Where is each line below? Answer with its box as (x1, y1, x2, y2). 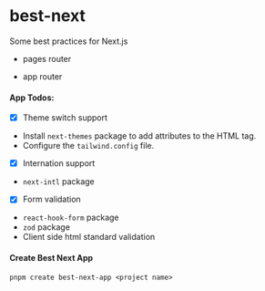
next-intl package (22, 176, 96, 187)
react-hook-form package (22, 212, 119, 223)
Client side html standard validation (22, 232, 156, 243)
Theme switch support (22, 112, 107, 123)
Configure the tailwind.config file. (22, 140, 155, 151)
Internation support (22, 158, 96, 169)
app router (22, 70, 63, 82)
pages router (22, 53, 72, 64)
